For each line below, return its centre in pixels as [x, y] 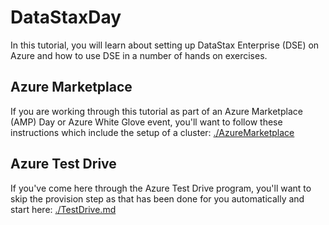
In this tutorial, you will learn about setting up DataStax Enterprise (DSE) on [165, 45]
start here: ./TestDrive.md [63, 209]
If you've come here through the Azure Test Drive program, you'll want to [161, 188]
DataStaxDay [66, 17]
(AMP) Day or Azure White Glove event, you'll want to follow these [146, 122]
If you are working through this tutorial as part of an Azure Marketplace [156, 111]
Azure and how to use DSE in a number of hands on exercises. [139, 55]
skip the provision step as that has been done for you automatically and [157, 198]
